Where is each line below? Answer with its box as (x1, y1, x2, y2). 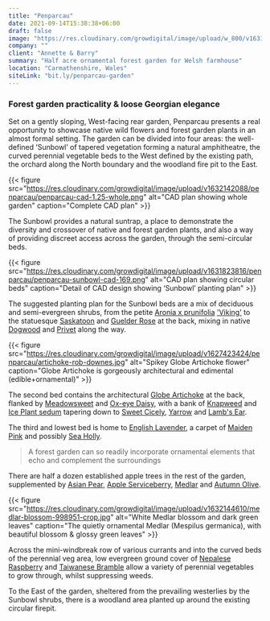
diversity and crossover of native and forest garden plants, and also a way (8, 225, 254, 234)
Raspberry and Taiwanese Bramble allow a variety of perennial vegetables (8, 561, 255, 572)
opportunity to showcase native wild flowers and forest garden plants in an (8, 125, 256, 135)
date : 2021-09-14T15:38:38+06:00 (8, 19, 121, 27)
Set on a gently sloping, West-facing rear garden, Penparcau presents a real (8, 116, 261, 126)
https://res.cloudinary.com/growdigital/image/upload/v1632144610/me (27, 503, 260, 513)
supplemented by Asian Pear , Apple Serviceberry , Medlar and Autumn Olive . (8, 479, 261, 489)
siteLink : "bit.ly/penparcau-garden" (8, 72, 135, 80)
